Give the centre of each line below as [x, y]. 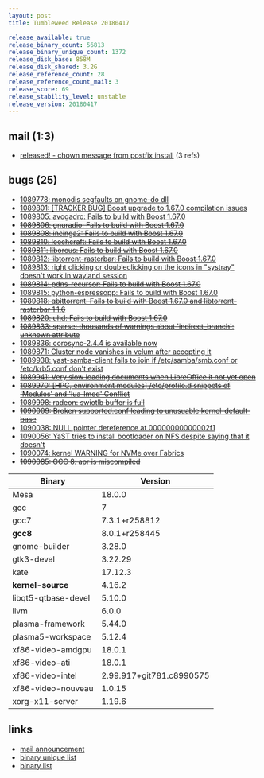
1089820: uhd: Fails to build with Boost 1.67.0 [93, 317]
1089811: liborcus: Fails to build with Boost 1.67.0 [99, 250]
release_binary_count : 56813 [56, 45]
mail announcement [52, 749]
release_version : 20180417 [53, 104]
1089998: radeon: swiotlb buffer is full [82, 402]
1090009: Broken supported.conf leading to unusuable [109, 410]
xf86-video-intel [45, 675]
